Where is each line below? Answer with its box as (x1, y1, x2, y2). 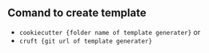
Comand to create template (7, 6, 147, 20)
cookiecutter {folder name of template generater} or (18, 27, 201, 36)
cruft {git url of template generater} (18, 37, 153, 45)
